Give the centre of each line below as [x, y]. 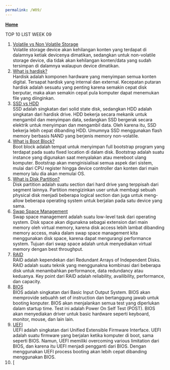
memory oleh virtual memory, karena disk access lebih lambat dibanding [89, 227]
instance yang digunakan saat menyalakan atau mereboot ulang [79, 157]
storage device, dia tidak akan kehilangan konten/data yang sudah [82, 60]
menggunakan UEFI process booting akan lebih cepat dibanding [80, 351]
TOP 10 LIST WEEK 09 [28, 34]
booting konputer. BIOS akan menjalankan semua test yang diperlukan [86, 303]
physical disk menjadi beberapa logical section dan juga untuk [78, 195]
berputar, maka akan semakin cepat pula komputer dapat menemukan [86, 92]
